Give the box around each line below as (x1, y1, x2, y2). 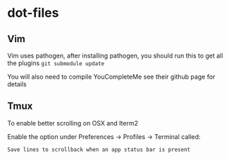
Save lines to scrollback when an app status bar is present (7, 146, 191, 153)
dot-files (7, 5, 59, 21)
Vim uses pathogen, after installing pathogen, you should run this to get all (7, 51, 223, 60)
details (7, 80, 27, 88)
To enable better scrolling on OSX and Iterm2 (7, 119, 139, 127)
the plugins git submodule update (7, 59, 104, 67)
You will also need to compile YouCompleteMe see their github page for (7, 72, 216, 81)
